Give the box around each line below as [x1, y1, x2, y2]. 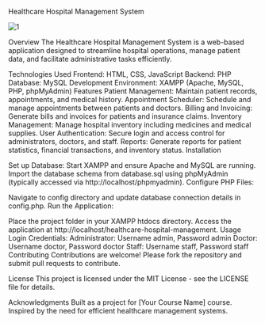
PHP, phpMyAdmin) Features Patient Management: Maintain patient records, [8, 86, 258, 96]
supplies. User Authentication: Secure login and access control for [8, 128, 225, 138]
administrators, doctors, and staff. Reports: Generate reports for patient [8, 137, 242, 146]
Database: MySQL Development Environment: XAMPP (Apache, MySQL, [8, 78, 244, 87]
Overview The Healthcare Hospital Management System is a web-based [8, 37, 244, 47]
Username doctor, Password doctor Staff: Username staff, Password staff [8, 241, 249, 251]
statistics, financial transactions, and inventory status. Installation [8, 146, 221, 154]
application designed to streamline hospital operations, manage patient [8, 46, 240, 55]
